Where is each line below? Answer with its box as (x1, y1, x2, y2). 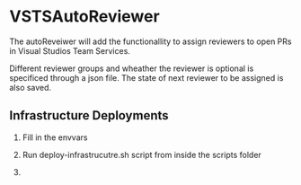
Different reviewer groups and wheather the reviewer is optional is (9, 63, 254, 74)
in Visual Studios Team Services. (9, 45, 130, 56)
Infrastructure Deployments (9, 108, 169, 123)
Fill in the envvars (22, 132, 88, 143)
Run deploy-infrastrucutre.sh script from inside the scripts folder (22, 149, 262, 160)
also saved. (9, 82, 52, 92)
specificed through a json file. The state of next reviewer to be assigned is (9, 72, 284, 83)
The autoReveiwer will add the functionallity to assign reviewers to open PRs (9, 36, 292, 47)
